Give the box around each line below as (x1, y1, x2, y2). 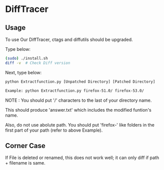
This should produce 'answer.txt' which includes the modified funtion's (5, 107, 151, 113)
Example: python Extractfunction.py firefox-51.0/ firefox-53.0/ (5, 88, 144, 93)
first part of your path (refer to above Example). (5, 127, 103, 133)
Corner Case (5, 141, 46, 150)
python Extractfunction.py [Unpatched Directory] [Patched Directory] (5, 79, 155, 84)
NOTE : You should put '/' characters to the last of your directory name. (5, 97, 152, 103)
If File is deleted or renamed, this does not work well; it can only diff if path (5, 155, 159, 161)
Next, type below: (5, 69, 42, 75)
